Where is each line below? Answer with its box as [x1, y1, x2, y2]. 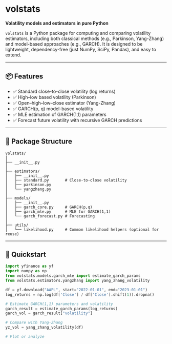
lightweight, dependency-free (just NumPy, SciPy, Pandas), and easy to [5, 46, 156, 52]
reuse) [5, 231, 19, 236]
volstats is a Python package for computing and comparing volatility [5, 30, 151, 36]
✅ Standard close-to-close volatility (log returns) [12, 88, 116, 94]
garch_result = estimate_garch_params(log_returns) [5, 306, 118, 311]
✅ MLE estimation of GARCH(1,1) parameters [12, 111, 106, 117]
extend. [5, 52, 21, 58]
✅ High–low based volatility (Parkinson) [12, 94, 96, 100]
